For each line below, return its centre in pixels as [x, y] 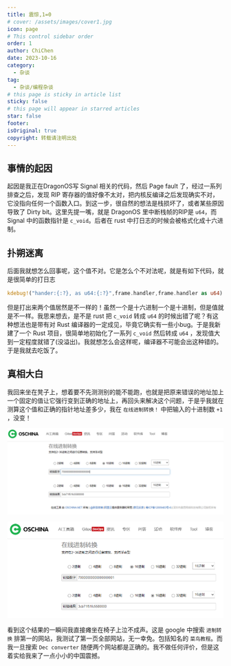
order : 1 [20, 44]
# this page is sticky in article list [64, 94]
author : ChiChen [30, 51]
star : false [24, 116]
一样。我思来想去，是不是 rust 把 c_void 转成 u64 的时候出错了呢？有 [116, 316]
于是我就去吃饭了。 [34, 350]
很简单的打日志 [34, 279]
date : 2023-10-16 [32, 58]
